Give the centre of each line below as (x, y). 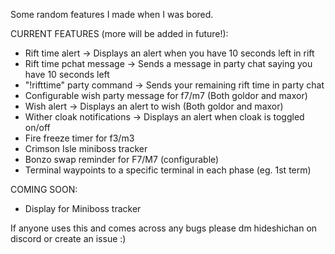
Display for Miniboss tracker (83, 208)
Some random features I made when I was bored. (112, 14)
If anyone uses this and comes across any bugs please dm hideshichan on (164, 228)
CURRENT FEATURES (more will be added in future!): (119, 33)
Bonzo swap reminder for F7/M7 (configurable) (122, 159)
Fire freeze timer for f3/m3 (79, 138)
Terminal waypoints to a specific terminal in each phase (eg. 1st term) (168, 170)
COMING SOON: (44, 189)
